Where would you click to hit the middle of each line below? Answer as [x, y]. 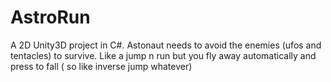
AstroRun [50, 17]
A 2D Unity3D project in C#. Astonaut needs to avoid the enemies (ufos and [166, 45]
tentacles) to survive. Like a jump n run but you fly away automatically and [163, 55]
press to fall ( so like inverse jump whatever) [101, 66]
